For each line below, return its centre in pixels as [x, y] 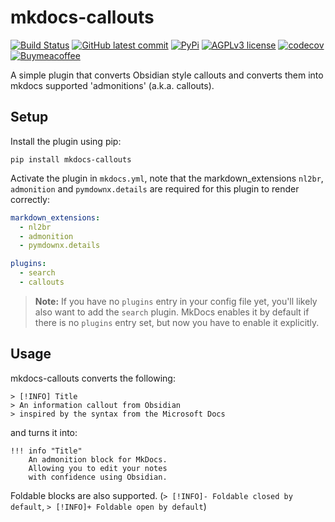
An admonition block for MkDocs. [98, 459]
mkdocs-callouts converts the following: [93, 378]
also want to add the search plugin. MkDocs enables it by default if [172, 312]
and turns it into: [44, 432]
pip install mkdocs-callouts [71, 159]
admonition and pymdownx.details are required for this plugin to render [155, 188]
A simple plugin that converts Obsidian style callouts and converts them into [167, 75]
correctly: [30, 199]
